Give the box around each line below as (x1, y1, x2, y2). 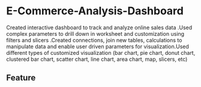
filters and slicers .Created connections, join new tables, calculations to (6, 36, 182, 44)
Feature (6, 73, 36, 83)
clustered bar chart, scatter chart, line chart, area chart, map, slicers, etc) (6, 55, 188, 63)
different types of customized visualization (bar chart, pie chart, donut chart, (6, 49, 196, 56)
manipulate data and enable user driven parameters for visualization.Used (6, 43, 189, 50)
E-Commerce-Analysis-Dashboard (6, 4, 184, 18)
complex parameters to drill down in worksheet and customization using (6, 30, 185, 37)
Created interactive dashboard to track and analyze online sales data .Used (6, 24, 193, 31)
